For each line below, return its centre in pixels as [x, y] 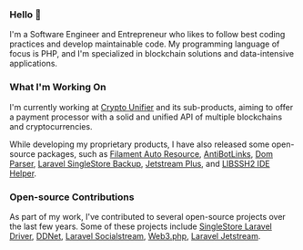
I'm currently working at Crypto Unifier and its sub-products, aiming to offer [151, 107]
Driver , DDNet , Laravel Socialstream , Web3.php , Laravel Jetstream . [135, 235]
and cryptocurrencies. [51, 126]
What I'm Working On [58, 88]
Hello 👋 [25, 15]
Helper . [23, 173]
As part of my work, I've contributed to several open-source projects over [148, 216]
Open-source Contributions [72, 197]
